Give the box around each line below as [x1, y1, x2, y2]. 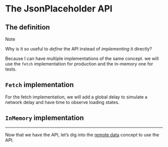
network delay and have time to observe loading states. [5, 99, 120, 105]
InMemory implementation [5, 113, 84, 122]
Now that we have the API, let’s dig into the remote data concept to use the [5, 131, 159, 137]
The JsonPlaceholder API [5, 3, 112, 14]
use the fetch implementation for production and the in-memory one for [5, 61, 153, 66]
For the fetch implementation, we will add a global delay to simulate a [5, 93, 147, 100]
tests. [5, 66, 16, 72]
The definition [5, 23, 50, 31]
